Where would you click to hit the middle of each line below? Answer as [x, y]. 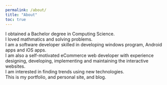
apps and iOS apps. [26, 50]
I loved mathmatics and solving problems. [49, 39]
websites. [15, 66]
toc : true [16, 19]
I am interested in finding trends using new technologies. [65, 72]
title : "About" [21, 15]
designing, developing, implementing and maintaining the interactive [77, 61]
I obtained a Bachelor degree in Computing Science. [60, 34]
